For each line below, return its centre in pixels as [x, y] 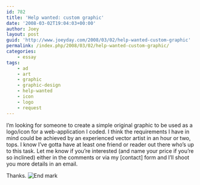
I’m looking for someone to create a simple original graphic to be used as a [99, 125]
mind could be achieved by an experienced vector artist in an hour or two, [98, 138]
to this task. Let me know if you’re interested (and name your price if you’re [100, 151]
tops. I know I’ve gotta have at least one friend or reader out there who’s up [100, 144]
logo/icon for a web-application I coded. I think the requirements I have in [98, 132]
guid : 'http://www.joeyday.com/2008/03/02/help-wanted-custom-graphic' [98, 40]
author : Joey [23, 29]
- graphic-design [39, 86]
